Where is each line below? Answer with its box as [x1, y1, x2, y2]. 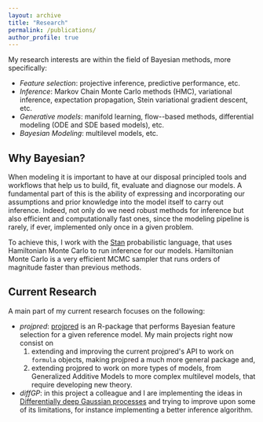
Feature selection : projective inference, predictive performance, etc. [19, 79, 241, 88]
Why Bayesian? [8, 151, 86, 165]
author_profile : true [8, 33, 79, 42]
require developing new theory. [31, 380, 133, 389]
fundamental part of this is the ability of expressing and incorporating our [8, 189, 246, 199]
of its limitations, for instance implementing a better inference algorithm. [19, 405, 254, 414]
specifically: [8, 64, 47, 73]
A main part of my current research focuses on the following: [8, 306, 206, 315]
